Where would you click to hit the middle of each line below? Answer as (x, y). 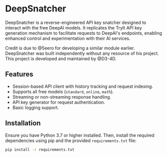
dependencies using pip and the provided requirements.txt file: (71, 141)
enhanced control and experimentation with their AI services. (68, 38)
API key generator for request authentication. (59, 102)
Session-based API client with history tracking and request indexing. (83, 86)
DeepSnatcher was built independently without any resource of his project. (82, 53)
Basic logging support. (35, 107)
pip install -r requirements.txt (40, 150)
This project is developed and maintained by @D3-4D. (61, 58)
